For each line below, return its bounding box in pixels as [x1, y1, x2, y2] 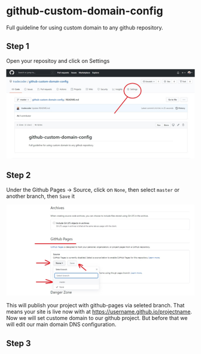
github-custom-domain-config [6, 4, 163, 18]
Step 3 [6, 338, 31, 348]
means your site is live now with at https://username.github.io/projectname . [6, 308, 193, 315]
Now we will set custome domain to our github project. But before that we [6, 315, 188, 322]
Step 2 [6, 170, 31, 181]
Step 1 [6, 41, 30, 51]
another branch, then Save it [6, 193, 75, 200]
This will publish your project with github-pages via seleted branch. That [6, 302, 185, 309]
